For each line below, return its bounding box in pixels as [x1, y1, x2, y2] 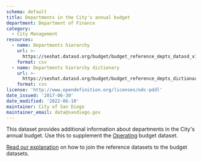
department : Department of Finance [6, 20, 96, 26]
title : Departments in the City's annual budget [6, 14, 130, 20]
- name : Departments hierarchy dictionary [11, 64, 120, 71]
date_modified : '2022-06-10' [6, 98, 79, 104]
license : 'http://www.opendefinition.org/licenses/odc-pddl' [6, 87, 163, 93]
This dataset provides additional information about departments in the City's [6, 125, 195, 133]
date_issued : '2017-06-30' [6, 92, 74, 98]
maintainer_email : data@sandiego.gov [6, 109, 101, 115]
